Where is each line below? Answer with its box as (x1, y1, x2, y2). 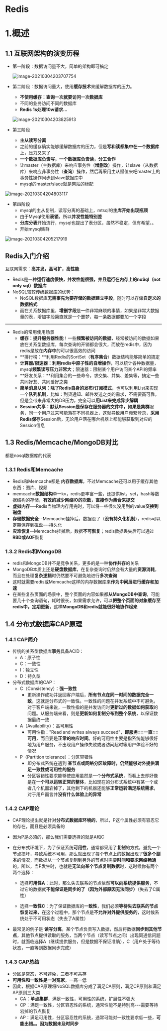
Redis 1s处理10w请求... (19, 107, 68, 113)
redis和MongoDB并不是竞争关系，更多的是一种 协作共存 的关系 (12, 560, 139, 566)
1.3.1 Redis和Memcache (5, 466, 64, 473)
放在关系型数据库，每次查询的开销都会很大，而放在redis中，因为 (19, 342, 153, 347)
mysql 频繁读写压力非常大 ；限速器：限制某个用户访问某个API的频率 (19, 366, 157, 372)
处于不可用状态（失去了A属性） (24, 916, 88, 921)
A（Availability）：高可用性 (19, 723, 74, 729)
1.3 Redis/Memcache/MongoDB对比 (5, 438, 118, 447)
